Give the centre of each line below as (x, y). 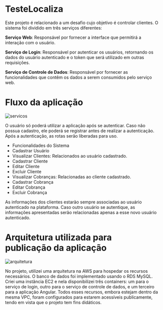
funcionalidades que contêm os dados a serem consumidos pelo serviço (79, 77)
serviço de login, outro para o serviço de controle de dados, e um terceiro (80, 286)
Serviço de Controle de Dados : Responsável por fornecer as (67, 72)
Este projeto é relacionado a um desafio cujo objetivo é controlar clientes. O (82, 23)
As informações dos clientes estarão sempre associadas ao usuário (74, 202)
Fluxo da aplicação (44, 102)
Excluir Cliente (27, 171)
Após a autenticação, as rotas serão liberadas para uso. (61, 136)
